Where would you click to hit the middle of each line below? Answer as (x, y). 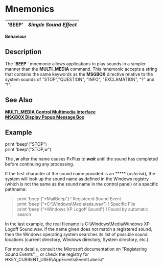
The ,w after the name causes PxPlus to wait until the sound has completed (81, 159)
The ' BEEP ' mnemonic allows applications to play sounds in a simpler (75, 64)
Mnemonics (30, 9)
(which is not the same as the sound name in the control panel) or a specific (81, 184)
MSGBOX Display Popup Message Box (45, 117)
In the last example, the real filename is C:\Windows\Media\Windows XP (78, 224)
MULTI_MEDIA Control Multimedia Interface (50, 112)
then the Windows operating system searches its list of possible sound (76, 235)
